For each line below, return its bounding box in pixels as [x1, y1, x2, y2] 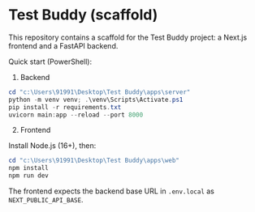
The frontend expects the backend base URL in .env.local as [8, 186, 215, 196]
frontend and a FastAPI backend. [8, 40, 119, 50]
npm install [8, 164, 49, 172]
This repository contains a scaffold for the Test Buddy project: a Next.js [8, 32, 248, 42]
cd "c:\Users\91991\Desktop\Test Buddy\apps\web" [8, 156, 180, 165]
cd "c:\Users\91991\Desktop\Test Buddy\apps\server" [8, 87, 191, 96]
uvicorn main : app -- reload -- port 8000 [8, 111, 144, 119]
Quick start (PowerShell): [8, 57, 92, 66]
